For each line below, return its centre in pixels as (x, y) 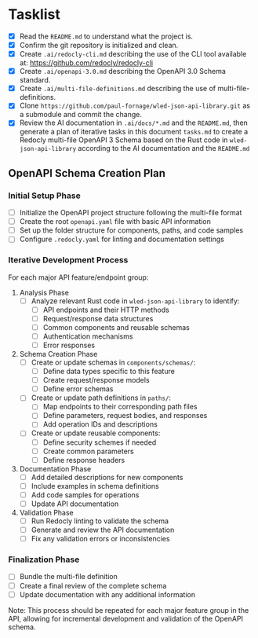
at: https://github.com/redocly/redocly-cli (86, 63)
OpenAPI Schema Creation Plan (87, 173)
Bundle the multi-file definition (68, 577)
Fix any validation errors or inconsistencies (100, 539)
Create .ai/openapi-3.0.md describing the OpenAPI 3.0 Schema (122, 71)
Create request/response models (96, 380)
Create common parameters (89, 451)
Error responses (69, 345)
